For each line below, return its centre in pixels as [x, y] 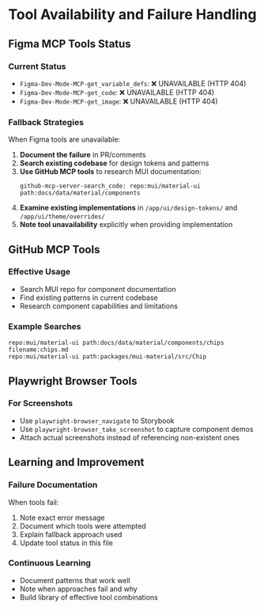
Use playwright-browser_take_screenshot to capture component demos [137, 429]
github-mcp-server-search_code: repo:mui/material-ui [110, 186]
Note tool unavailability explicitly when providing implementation [126, 225]
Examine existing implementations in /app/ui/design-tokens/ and [128, 208]
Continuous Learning [49, 563]
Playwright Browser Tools [73, 381]
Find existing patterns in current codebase [89, 297]
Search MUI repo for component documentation [98, 289]
